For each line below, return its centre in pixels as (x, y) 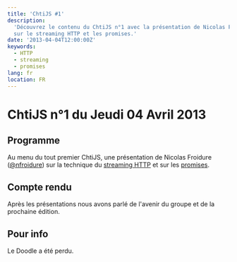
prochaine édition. (34, 212)
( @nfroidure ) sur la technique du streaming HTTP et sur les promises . (109, 165)
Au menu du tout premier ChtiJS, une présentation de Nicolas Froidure (110, 157)
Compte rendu (39, 187)
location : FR (26, 79)
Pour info (28, 234)
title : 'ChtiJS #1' (36, 14)
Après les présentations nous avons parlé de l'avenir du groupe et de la (111, 204)
